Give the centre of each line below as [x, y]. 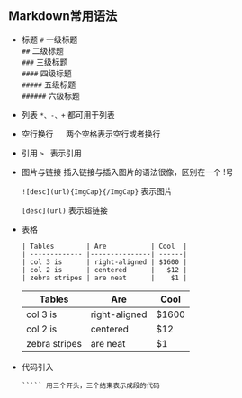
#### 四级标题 [47, 73]
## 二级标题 [43, 50]
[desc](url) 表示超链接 [65, 210]
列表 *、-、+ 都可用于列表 [68, 114]
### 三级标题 [45, 62]
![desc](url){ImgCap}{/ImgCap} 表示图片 [97, 190]
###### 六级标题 [50, 95]
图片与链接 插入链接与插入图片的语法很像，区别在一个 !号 [127, 172]
